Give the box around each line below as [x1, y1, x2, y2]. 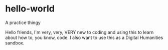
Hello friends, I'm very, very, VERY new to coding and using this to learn [5, 29, 154, 35]
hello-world [5, 3, 55, 14]
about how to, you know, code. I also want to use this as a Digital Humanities [5, 34, 163, 40]
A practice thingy [5, 19, 41, 25]
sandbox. [5, 39, 25, 45]
